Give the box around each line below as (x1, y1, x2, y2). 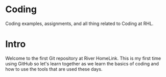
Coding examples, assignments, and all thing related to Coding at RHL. (5, 20, 154, 27)
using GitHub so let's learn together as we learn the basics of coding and (5, 60, 159, 67)
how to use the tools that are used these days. (5, 66, 103, 72)
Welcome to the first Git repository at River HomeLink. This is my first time (5, 55, 161, 61)
